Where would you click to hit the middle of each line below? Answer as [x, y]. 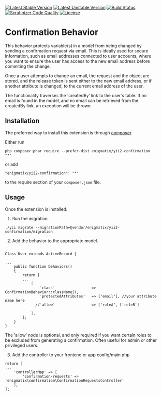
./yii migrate [19, 227]
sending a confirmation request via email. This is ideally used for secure [77, 50]
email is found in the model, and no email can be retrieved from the [72, 100]
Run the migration [30, 218]
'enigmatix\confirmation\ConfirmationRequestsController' [65, 380]
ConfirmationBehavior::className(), [42, 292]
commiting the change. [28, 66]
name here [15, 300]
